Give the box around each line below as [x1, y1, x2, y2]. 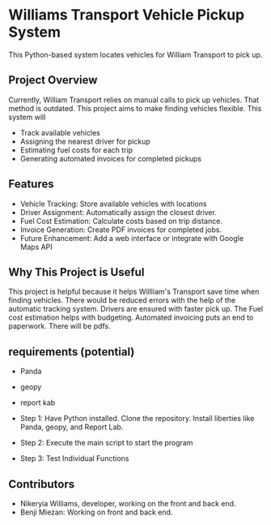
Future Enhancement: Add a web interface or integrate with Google [19, 233, 244, 243]
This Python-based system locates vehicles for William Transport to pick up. [8, 49, 263, 59]
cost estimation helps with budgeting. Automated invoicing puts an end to [8, 312, 254, 322]
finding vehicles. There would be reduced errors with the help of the [8, 295, 236, 305]
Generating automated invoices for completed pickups [19, 153, 202, 163]
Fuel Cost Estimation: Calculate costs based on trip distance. [19, 216, 222, 226]
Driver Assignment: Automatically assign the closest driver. [19, 207, 217, 217]
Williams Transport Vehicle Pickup [8, 6, 245, 24]
